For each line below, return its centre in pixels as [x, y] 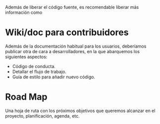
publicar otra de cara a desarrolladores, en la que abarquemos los [73, 51]
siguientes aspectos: [26, 57]
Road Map [27, 97]
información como [24, 12]
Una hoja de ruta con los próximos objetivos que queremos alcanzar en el [80, 111]
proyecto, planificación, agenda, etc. [43, 116]
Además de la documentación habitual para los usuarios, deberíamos [76, 46]
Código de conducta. [34, 66]
